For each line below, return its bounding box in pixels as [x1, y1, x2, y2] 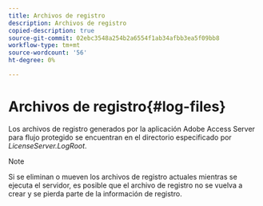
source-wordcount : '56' [8, 49, 88, 57]
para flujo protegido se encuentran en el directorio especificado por [8, 133, 232, 142]
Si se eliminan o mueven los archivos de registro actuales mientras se [8, 172, 237, 181]
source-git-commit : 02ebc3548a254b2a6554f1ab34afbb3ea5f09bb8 [8, 34, 220, 42]
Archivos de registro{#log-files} [8, 97, 226, 116]
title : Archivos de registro [8, 11, 106, 20]
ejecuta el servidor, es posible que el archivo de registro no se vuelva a [8, 180, 243, 190]
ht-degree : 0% [8, 57, 56, 65]
